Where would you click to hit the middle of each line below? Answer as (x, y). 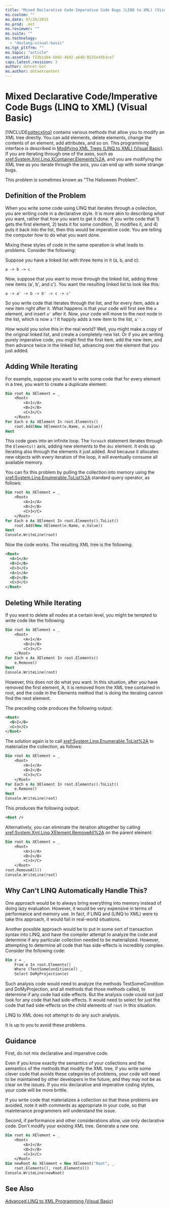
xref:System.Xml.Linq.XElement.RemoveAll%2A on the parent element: (79, 832)
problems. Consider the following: (40, 250)
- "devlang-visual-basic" (37, 43)
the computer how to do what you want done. (53, 235)
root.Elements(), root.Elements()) (52, 1168)
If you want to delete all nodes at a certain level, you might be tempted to (81, 615)
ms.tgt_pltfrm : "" (25, 48)
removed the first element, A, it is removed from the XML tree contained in (83, 687)
